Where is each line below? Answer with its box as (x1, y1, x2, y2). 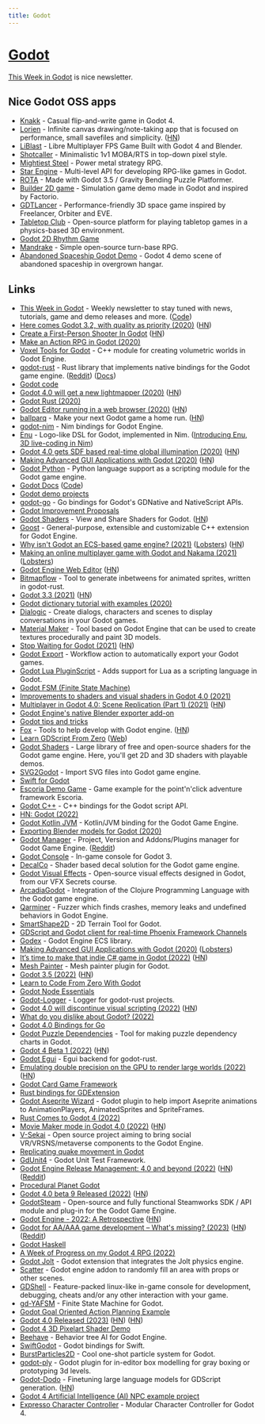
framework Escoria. (19, 793, 84, 802)
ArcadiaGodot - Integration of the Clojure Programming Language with (19, 886, 250, 895)
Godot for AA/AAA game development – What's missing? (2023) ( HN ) (19, 1223, 247, 1233)
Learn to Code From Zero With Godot (19, 978, 141, 988)
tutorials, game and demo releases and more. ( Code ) (19, 312, 192, 321)
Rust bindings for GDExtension (19, 1088, 120, 1098)
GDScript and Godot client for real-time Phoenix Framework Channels (19, 928, 248, 937)
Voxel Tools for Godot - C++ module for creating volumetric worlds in (19, 346, 246, 356)
